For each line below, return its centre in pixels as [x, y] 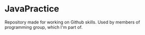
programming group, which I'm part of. [44, 27]
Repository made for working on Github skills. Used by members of [72, 22]
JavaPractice [32, 9]
